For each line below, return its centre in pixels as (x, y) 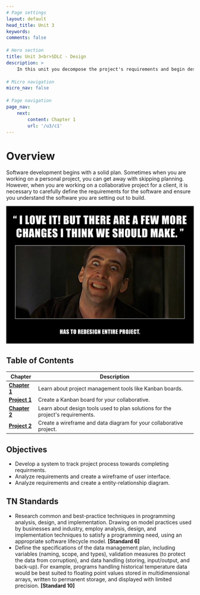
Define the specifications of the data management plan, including (95, 547)
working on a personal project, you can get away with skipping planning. (95, 179)
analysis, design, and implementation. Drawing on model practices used (103, 522)
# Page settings (26, 13)
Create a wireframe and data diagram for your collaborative (110, 423)
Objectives (27, 449)
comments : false (26, 38)
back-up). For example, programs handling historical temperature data (101, 566)
